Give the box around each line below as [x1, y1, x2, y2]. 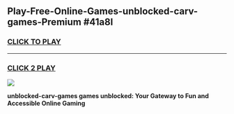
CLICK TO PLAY [7, 37, 61, 47]
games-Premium [7, 17, 81, 28]
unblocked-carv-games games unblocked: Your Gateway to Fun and [7, 91, 209, 99]
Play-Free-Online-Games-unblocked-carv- [7, 6, 198, 17]
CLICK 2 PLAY [7, 63, 56, 73]
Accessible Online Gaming [7, 99, 86, 107]
